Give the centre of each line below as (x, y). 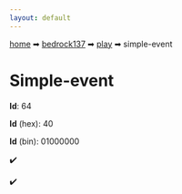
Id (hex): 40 (31, 123)
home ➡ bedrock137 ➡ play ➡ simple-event (91, 44)
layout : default (40, 18)
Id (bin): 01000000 (45, 141)
